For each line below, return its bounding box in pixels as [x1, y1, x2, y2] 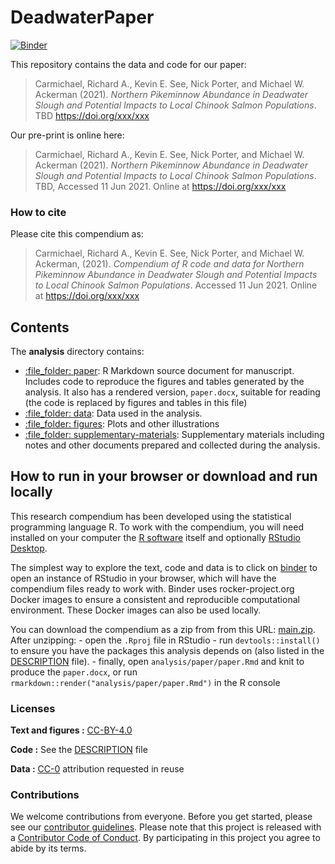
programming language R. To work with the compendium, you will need [10, 521, 305, 533]
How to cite [10, 205, 67, 219]
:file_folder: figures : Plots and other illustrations [24, 418, 220, 430]
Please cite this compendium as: [10, 228, 144, 240]
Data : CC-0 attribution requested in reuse [10, 763, 185, 775]
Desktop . [10, 542, 48, 554]
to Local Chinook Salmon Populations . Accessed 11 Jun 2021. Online [34, 279, 318, 291]
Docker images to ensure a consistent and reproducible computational [10, 593, 300, 605]
